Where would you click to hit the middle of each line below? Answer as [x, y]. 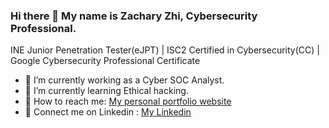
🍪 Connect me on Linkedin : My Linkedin [108, 112]
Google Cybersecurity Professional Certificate [105, 61]
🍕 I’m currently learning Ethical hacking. [106, 91]
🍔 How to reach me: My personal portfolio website [128, 101]
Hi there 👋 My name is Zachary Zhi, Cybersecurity [134, 16]
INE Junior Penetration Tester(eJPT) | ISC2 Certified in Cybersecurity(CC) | [165, 50]
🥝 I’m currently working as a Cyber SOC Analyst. [124, 80]
